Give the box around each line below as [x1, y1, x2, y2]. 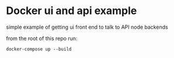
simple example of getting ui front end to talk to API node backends [6, 23, 168, 30]
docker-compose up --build [6, 46, 72, 52]
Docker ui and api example [6, 4, 137, 18]
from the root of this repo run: [6, 35, 78, 42]
